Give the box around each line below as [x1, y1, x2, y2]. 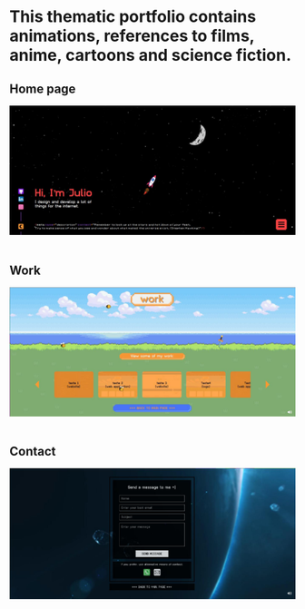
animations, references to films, [9, 25, 255, 46]
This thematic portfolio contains [9, 6, 257, 27]
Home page [9, 81, 76, 96]
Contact [9, 443, 56, 459]
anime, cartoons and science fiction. [9, 45, 292, 65]
